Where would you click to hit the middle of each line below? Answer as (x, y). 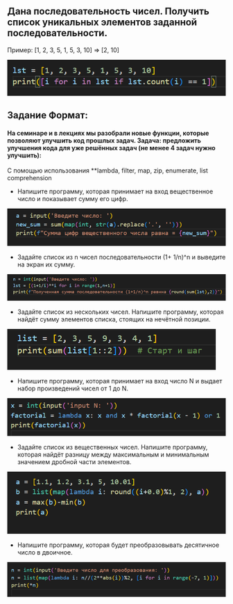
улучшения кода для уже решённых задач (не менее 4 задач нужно (112, 148)
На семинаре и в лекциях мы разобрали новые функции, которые (108, 133)
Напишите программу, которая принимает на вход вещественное (115, 191)
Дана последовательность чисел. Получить (108, 11)
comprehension (29, 178)
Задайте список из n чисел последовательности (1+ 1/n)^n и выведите (121, 257)
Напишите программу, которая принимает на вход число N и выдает (120, 381)
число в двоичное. (45, 552)
